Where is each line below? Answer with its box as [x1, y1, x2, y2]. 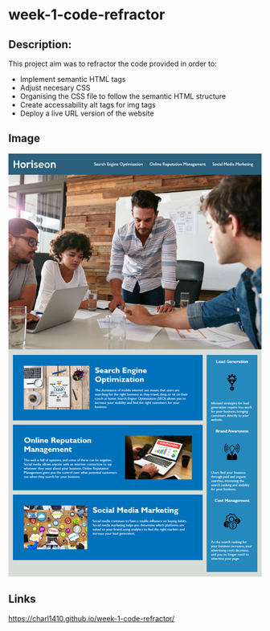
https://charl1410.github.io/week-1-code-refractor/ [8, 613, 175, 623]
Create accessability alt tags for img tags [19, 100, 157, 109]
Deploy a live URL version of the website [19, 108, 154, 118]
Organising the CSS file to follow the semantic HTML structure [19, 92, 227, 101]
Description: [8, 38, 72, 51]
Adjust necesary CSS [19, 83, 91, 92]
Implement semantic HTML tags [19, 75, 126, 83]
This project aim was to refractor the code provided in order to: [8, 59, 217, 68]
